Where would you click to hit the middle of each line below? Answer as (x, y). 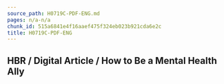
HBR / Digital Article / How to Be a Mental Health (112, 60)
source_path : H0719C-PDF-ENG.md (53, 13)
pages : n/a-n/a (29, 20)
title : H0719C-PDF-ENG (40, 33)
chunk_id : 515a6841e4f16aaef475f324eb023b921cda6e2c (84, 26)
